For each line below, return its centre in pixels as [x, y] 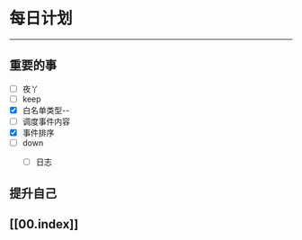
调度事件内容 [46, 121]
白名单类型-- [46, 110]
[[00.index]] [44, 224]
